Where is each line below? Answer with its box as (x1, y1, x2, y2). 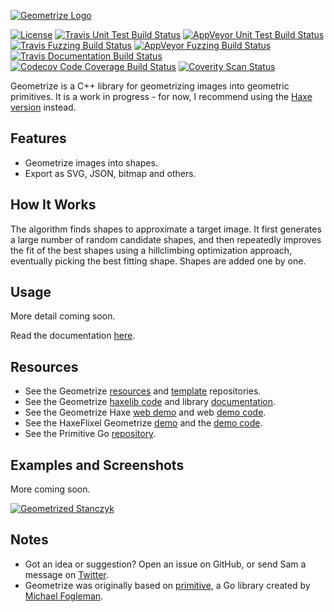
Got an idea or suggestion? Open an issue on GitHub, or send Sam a (24, 558, 307, 570)
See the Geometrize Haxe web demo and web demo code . (24, 406, 267, 419)
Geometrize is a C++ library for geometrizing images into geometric (10, 80, 290, 92)
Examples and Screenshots (10, 456, 185, 474)
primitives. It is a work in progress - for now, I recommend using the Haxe (10, 91, 313, 102)
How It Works (10, 196, 97, 214)
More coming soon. (10, 483, 91, 495)
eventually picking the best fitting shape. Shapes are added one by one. (10, 255, 307, 267)
